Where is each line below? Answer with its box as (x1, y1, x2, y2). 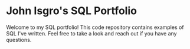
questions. (6, 36, 32, 43)
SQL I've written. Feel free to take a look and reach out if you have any (6, 30, 177, 37)
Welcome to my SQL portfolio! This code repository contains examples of (6, 24, 184, 31)
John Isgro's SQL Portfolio (6, 4, 137, 18)
